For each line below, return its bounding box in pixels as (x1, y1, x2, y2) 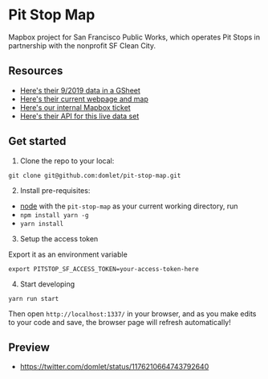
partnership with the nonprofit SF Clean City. (8, 40, 156, 50)
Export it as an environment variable (8, 249, 128, 259)
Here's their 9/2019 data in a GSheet (19, 85, 140, 95)
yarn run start (8, 295, 59, 303)
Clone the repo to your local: (19, 155, 115, 166)
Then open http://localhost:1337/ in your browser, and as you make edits (8, 308, 257, 319)
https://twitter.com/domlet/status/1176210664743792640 (19, 362, 209, 372)
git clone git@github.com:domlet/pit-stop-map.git (8, 171, 181, 179)
